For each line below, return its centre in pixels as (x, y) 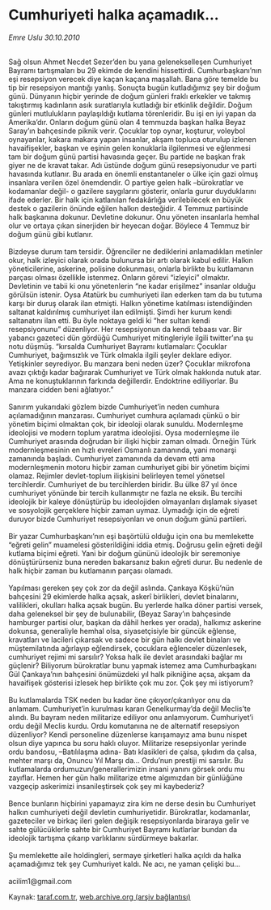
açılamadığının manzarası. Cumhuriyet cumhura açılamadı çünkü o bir (124, 415)
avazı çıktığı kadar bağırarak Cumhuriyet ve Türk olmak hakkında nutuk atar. (135, 372)
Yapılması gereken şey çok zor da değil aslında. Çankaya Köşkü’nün (121, 588)
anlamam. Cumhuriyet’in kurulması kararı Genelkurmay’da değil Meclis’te (129, 709)
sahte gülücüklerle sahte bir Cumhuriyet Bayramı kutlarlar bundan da (123, 829)
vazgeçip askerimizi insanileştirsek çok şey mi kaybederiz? (106, 786)
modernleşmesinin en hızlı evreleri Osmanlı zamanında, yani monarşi (123, 450)
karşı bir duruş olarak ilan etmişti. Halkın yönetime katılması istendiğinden (130, 303)
